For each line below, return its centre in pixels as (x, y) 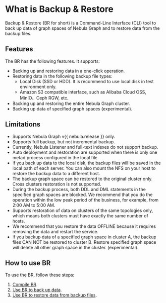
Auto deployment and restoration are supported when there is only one (85, 152)
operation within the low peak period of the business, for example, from (85, 200)
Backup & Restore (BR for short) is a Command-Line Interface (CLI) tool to (81, 23)
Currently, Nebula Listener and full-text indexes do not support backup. (85, 147)
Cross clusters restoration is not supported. (57, 184)
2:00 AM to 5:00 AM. (34, 205)
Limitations (23, 125)
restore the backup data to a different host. (56, 173)
